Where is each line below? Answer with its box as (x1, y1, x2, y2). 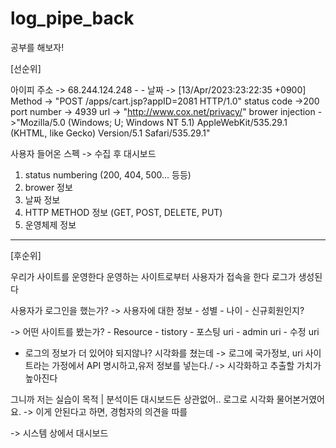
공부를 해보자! (10, 41, 65, 53)
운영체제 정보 (24, 218, 77, 231)
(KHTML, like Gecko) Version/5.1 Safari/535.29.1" (10, 127, 211, 139)
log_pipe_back (10, 7, 135, 30)
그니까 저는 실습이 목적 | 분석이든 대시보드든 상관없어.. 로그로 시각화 (10, 393, 275, 405)
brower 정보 (24, 181, 73, 193)
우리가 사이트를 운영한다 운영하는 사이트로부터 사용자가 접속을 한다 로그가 (10, 270, 297, 282)
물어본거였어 (276, 393, 325, 405)
